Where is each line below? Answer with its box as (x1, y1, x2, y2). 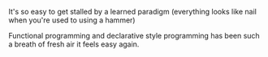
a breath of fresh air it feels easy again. (8, 39, 140, 49)
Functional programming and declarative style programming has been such (8, 31, 260, 40)
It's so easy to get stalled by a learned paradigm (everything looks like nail (8, 7, 257, 16)
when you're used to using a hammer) (8, 15, 136, 25)
